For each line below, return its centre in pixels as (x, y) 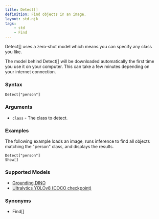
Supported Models (28, 172)
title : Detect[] (22, 10)
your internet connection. (31, 72)
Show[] (12, 160)
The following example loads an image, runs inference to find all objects (78, 141)
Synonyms (18, 201)
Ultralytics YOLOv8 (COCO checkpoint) (52, 188)
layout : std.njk (22, 19)
